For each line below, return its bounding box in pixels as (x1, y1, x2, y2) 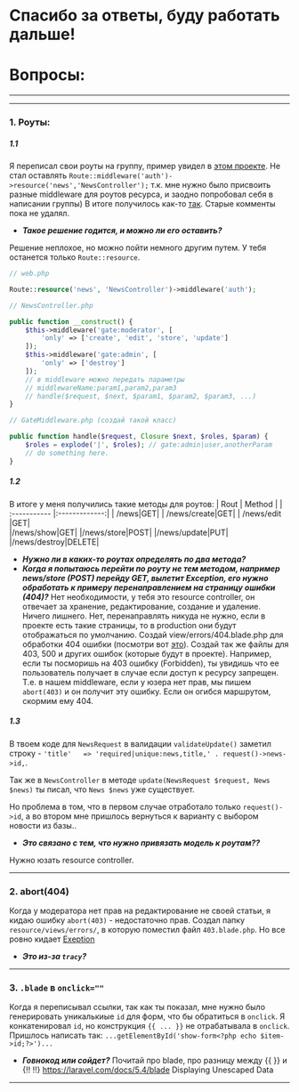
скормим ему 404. (21, 695, 93, 706)
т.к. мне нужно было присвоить (150, 180, 271, 190)
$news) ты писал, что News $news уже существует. (9, 784, 195, 795)
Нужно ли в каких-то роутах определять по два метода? (21, 554, 246, 564)
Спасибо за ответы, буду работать (9, 5, 280, 26)
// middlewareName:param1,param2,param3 (25, 384, 177, 392)
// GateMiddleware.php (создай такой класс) (9, 416, 177, 425)
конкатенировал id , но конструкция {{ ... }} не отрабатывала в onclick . (9, 1021, 290, 1031)
